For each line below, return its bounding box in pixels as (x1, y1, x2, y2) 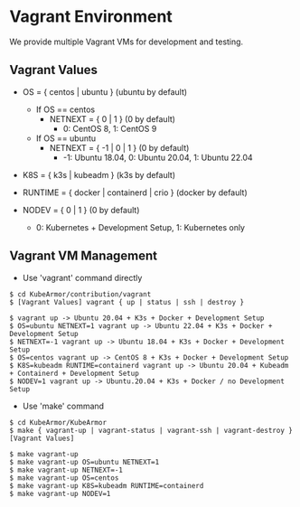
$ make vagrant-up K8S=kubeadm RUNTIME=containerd (9, 481, 204, 490)
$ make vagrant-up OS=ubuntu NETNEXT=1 (9, 457, 160, 466)
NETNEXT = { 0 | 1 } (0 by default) (49, 113, 176, 124)
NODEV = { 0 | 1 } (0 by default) (22, 204, 140, 215)
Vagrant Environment (9, 6, 173, 27)
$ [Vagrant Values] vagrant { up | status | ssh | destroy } (9, 297, 245, 306)
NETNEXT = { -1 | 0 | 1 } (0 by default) (49, 142, 190, 153)
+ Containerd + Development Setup (9, 369, 140, 378)
